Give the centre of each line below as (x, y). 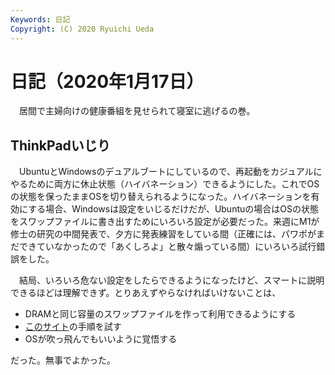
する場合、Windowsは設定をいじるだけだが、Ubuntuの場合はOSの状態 (173, 209)
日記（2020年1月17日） (107, 81)
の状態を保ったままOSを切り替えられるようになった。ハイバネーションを (161, 197)
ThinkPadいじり (60, 145)
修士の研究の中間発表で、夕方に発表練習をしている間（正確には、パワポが (163, 234)
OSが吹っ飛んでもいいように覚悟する (101, 339)
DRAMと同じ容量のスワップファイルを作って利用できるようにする (160, 314)
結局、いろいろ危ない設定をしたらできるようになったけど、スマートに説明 (171, 280)
